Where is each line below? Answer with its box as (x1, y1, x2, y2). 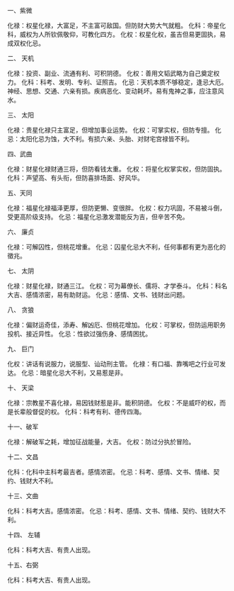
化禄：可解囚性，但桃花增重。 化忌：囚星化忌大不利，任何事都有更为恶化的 (7, 243, 226, 251)
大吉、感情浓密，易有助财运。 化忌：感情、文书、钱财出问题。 (7, 291, 189, 299)
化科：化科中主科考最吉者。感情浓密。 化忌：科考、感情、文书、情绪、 (7, 468, 213, 476)
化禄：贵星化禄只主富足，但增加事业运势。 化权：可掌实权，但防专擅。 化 (7, 126, 221, 134)
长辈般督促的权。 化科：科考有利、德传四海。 (13, 407, 146, 416)
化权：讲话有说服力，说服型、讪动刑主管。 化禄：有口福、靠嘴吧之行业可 (7, 360, 220, 368)
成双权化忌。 (7, 39, 45, 47)
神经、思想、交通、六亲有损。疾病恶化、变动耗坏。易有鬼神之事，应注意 (7, 87, 218, 95)
